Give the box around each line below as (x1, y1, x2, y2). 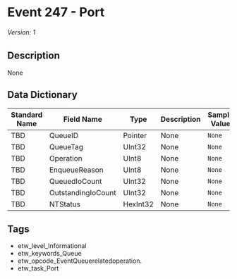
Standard (11, 110, 43, 120)
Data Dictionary (7, 89, 78, 101)
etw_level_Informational (17, 242, 87, 250)
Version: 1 (7, 27, 36, 36)
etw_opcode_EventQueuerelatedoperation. (17, 256, 142, 265)
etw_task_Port (17, 264, 59, 273)
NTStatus (49, 199, 81, 209)
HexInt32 (123, 199, 154, 209)
